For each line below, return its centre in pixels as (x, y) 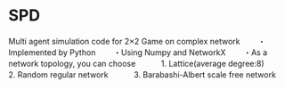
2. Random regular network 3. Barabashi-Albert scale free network (142, 74)
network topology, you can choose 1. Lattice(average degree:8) (136, 63)
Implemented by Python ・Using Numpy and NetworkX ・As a (138, 52)
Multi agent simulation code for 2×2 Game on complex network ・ (137, 41)
